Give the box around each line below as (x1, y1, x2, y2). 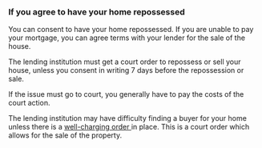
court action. (8, 98, 50, 108)
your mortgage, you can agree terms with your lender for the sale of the (8, 33, 246, 42)
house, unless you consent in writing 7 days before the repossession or (8, 66, 244, 75)
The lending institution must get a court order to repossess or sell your (8, 57, 242, 66)
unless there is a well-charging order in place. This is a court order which (8, 122, 250, 132)
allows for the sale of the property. (8, 130, 123, 140)
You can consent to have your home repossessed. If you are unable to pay (8, 25, 254, 34)
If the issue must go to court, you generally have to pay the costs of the (8, 90, 244, 99)
